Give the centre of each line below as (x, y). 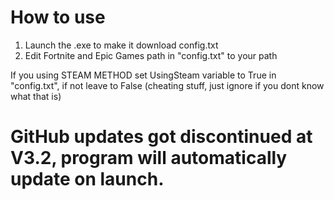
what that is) (36, 96)
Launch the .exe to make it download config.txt (121, 45)
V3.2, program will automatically (149, 158)
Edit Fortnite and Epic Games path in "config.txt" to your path (151, 55)
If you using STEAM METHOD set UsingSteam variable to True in (143, 75)
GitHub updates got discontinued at (161, 137)
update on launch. (87, 179)
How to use (58, 17)
